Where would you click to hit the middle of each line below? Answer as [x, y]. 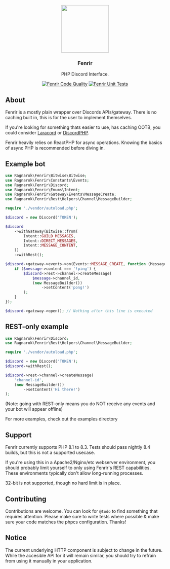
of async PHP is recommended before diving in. [55, 148]
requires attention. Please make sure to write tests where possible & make [82, 516]
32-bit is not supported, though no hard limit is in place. [63, 483]
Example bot [25, 164]
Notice [16, 538]
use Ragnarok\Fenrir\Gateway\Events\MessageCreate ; [61, 194]
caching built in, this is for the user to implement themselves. [69, 118]
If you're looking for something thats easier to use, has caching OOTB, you [83, 127]
